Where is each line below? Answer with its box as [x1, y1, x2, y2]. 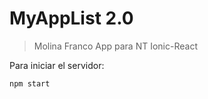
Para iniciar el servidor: [9, 59, 105, 71]
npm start [9, 78, 51, 89]
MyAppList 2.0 [9, 7, 134, 30]
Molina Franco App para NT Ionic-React [33, 40, 198, 52]
